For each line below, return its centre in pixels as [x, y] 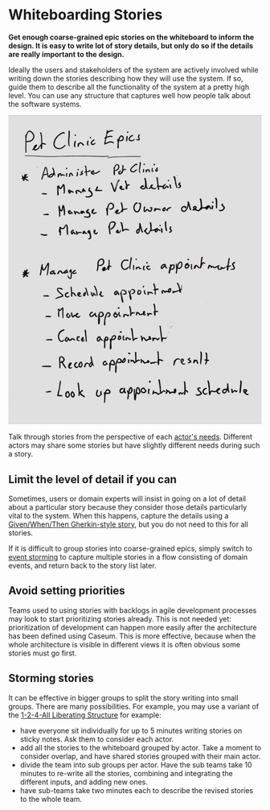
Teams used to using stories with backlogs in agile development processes [133, 610]
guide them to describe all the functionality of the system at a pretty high [129, 87]
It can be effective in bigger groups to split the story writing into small [123, 697]
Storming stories [51, 678]
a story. [21, 454]
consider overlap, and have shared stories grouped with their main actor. [140, 756]
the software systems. [45, 104]
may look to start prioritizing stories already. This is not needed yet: [120, 618]
